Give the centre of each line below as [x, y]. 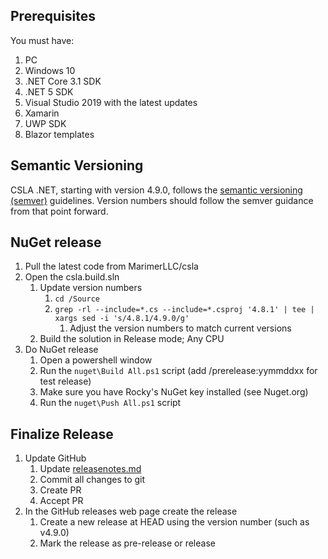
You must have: [42, 40]
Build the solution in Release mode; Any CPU [132, 339]
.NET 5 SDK [49, 91]
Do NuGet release [61, 350]
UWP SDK [45, 123]
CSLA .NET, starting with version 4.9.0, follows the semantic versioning [156, 190]
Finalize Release [62, 434]
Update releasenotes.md [90, 469]
